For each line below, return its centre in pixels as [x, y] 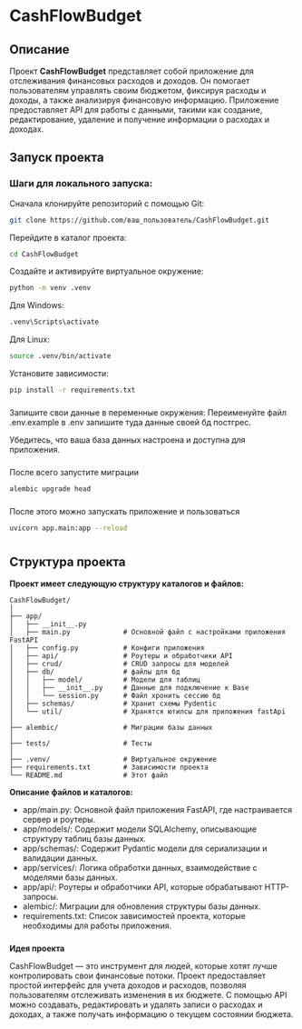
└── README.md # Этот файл [89, 775]
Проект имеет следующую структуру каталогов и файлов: [127, 584]
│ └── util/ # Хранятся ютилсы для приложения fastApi [147, 712]
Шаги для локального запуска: [81, 184]
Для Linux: [29, 340]
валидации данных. [60, 858]
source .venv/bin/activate [60, 356]
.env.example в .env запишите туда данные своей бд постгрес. [131, 422]
